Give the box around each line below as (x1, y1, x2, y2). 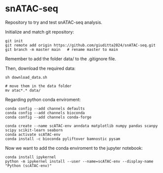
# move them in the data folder (5, 84, 72, 88)
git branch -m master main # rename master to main (5, 47, 119, 52)
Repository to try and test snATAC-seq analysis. (5, 19, 103, 25)
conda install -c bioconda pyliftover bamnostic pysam (5, 136, 121, 141)
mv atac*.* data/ (5, 87, 41, 93)
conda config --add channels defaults (5, 106, 85, 111)
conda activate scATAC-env (5, 132, 61, 137)
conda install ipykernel (5, 154, 56, 160)
